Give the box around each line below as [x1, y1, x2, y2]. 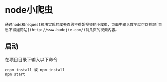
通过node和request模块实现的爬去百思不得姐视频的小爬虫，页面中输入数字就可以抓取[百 [5, 22, 162, 27]
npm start [5, 72, 26, 77]
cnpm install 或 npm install [5, 67, 65, 72]
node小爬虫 [5, 4, 53, 16]
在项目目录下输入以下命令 [5, 56, 58, 62]
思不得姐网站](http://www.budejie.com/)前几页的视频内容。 [5, 27, 119, 32]
